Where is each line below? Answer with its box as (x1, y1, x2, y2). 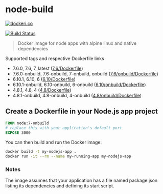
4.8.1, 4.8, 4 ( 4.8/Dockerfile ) (12, 87, 72, 93)
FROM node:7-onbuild (5, 121, 50, 126)
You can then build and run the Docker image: (5, 139, 102, 146)
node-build (5, 4, 54, 15)
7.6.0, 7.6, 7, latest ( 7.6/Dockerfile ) (12, 65, 83, 71)
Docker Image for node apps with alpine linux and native (17, 40, 137, 46)
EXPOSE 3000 (5, 130, 31, 135)
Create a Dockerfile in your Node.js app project (5, 107, 158, 116)
